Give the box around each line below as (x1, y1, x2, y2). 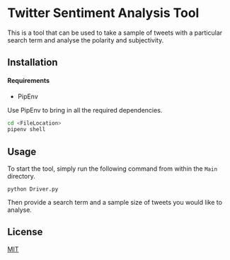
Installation (7, 57, 58, 69)
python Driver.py (7, 186, 59, 193)
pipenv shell (7, 126, 46, 133)
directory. (7, 172, 35, 181)
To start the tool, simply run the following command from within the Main (7, 164, 218, 173)
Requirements (7, 76, 50, 84)
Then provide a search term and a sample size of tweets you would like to (7, 198, 223, 207)
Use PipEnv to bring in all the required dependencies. (7, 106, 163, 114)
